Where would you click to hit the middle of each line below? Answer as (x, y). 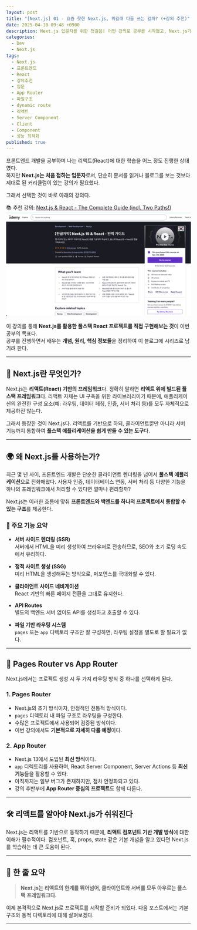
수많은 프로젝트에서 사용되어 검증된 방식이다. (66, 723)
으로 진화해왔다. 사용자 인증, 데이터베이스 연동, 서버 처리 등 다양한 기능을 (103, 482)
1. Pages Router (28, 695)
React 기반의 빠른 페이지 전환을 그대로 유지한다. (69, 594)
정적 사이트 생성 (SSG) (40, 567)
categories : (21, 37)
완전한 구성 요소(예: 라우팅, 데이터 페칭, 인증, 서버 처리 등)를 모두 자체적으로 (103, 404)
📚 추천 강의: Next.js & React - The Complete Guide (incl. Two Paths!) (89, 208)
